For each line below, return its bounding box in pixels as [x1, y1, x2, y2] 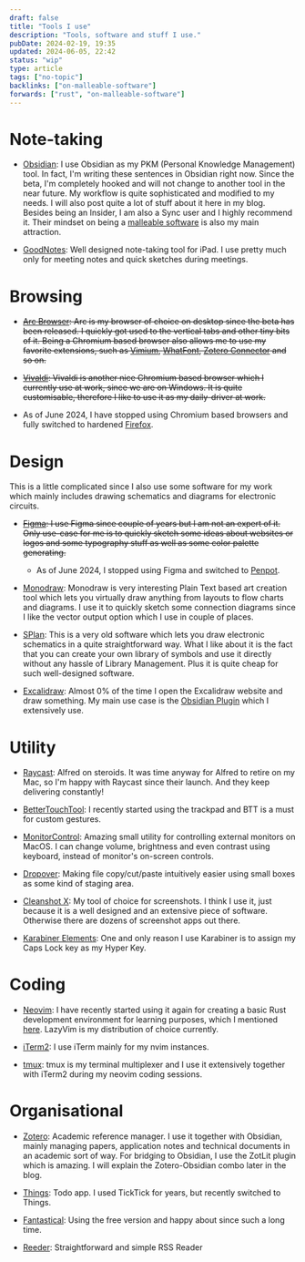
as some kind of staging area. [22, 878, 135, 889]
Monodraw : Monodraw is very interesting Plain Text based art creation [22, 582, 288, 593]
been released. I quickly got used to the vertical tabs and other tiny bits [22, 325, 290, 337]
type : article [9, 65, 64, 74]
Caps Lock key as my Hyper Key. [22, 942, 147, 953]
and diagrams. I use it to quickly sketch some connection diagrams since [22, 602, 296, 613]
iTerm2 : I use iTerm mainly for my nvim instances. [22, 1041, 209, 1052]
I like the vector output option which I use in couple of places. [22, 611, 254, 622]
